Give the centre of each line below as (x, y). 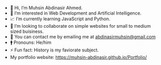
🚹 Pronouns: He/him (31, 42)
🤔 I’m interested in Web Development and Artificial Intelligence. (76, 13)
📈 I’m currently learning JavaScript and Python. (60, 19)
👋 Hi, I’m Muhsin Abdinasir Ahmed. (46, 8)
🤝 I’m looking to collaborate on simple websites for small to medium (80, 26)
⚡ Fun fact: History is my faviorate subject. (54, 50)
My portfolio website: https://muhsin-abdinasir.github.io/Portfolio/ (78, 57)
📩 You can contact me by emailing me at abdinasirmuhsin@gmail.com (83, 37)
